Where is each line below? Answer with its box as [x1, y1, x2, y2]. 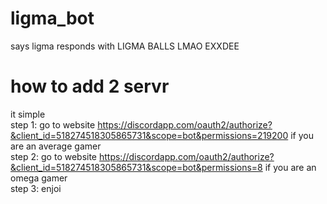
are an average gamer [10, 140, 102, 152]
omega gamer [10, 172, 68, 184]
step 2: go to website [10, 150, 98, 162]
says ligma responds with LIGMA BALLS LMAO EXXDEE [10, 40, 240, 52]
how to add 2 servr [10, 75, 170, 98]
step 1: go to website [10, 118, 96, 131]
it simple [10, 108, 46, 120]
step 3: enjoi [10, 182, 62, 194]
